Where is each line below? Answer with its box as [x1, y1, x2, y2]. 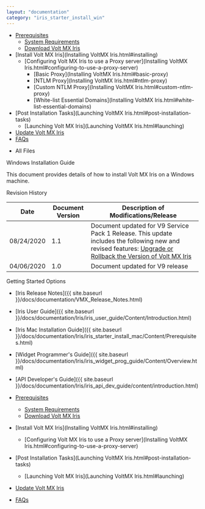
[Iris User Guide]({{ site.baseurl [15, 308, 95, 315]
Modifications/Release [109, 211, 177, 220]
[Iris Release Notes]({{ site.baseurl [15, 289, 103, 297]
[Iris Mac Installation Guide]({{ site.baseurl [15, 326, 122, 333]
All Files [15, 147, 35, 154]
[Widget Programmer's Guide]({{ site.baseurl [15, 350, 128, 358]
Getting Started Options [6, 277, 66, 284]
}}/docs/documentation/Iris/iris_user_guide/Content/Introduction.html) [15, 314, 192, 321]
